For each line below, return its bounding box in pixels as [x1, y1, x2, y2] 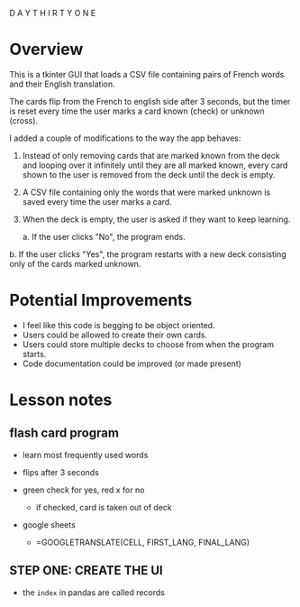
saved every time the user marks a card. [22, 196, 173, 207]
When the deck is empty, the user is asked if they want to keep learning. [22, 214, 291, 225]
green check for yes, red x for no [22, 484, 145, 495]
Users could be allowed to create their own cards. [22, 329, 208, 340]
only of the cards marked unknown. [9, 258, 141, 269]
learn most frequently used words [22, 449, 149, 460]
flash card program [9, 426, 120, 441]
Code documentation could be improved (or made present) [22, 358, 241, 369]
